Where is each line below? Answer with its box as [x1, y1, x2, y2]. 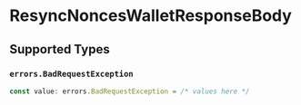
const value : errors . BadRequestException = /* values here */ [9, 87, 250, 96]
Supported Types [9, 42, 111, 57]
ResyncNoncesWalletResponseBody [9, 5, 293, 26]
